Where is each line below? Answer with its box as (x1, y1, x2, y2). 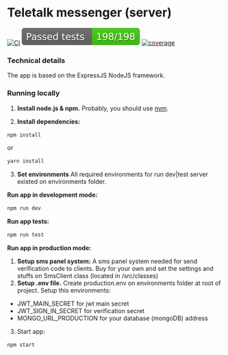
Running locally (7, 88, 60, 98)
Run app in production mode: (7, 244, 92, 252)
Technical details (7, 56, 66, 65)
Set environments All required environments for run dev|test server (16, 170, 209, 179)
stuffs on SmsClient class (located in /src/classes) (16, 272, 159, 280)
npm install (7, 132, 41, 138)
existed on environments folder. (16, 177, 107, 186)
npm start (7, 341, 36, 349)
